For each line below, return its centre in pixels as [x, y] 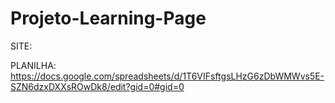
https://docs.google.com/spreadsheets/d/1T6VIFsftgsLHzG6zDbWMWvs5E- [167, 76]
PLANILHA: [33, 65]
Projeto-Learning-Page [108, 18]
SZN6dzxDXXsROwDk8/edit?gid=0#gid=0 [97, 86]
